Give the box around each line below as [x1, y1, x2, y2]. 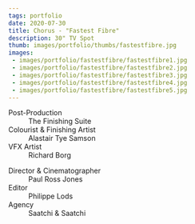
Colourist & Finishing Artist [8, 125, 96, 134]
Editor [8, 183, 28, 193]
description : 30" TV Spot [8, 34, 94, 42]
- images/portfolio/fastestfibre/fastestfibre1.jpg [11, 57, 188, 65]
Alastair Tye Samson [28, 134, 96, 143]
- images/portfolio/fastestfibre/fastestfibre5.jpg [11, 86, 188, 94]
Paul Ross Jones [28, 174, 83, 184]
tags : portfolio [8, 11, 62, 20]
